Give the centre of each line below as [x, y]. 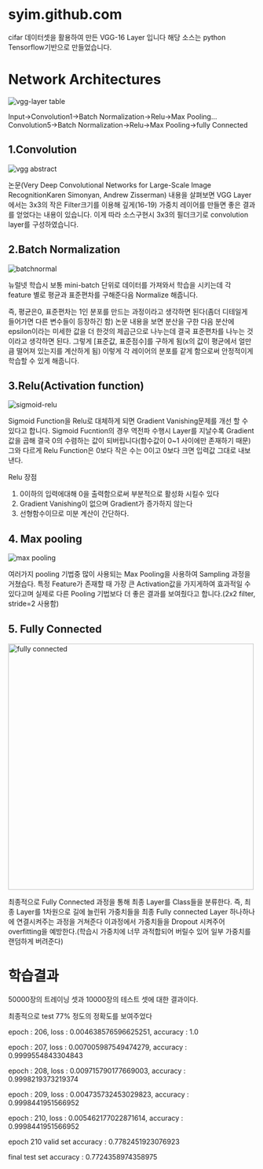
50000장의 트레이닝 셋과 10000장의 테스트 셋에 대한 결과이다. [103, 999]
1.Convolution [42, 150]
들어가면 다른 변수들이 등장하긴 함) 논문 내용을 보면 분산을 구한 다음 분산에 [121, 321]
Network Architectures [85, 80]
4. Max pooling [45, 538]
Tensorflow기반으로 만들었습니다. [60, 47]
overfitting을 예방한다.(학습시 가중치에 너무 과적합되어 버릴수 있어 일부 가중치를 [130, 931]
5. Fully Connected [55, 629]
